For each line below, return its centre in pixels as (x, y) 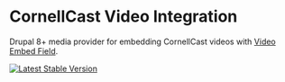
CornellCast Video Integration (124, 17)
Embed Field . (34, 50)
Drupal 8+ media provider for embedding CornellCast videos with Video (143, 41)
